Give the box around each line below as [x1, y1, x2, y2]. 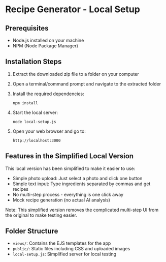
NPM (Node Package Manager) [12, 43, 79, 49]
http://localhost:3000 [12, 138, 61, 143]
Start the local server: [12, 109, 58, 115]
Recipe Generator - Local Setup [5, 4, 141, 15]
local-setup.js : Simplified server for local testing [12, 251, 117, 257]
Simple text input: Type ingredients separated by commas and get [12, 181, 151, 187]
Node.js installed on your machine [12, 37, 84, 43]
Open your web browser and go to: [12, 128, 86, 134]
